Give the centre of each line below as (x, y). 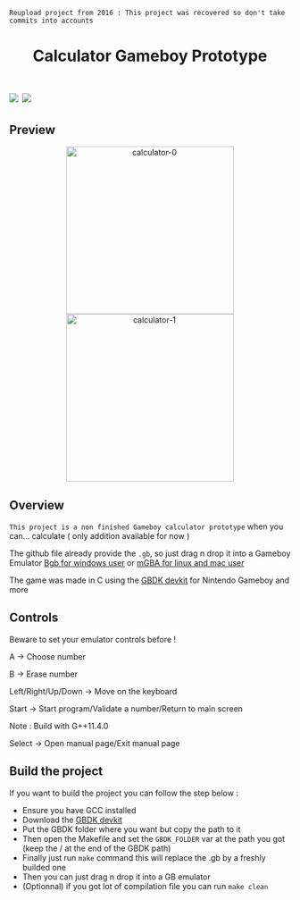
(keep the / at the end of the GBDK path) (96, 848)
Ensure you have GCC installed (79, 810)
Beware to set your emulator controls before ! (93, 639)
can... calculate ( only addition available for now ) (100, 536)
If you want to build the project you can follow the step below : (124, 793)
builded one (44, 867)
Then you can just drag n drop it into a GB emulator (117, 877)
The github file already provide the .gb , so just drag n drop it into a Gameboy (150, 553)
